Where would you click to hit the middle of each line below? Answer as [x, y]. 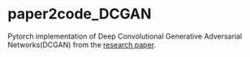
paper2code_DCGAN [80, 14]
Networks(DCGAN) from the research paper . [82, 44]
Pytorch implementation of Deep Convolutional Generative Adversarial [125, 36]
